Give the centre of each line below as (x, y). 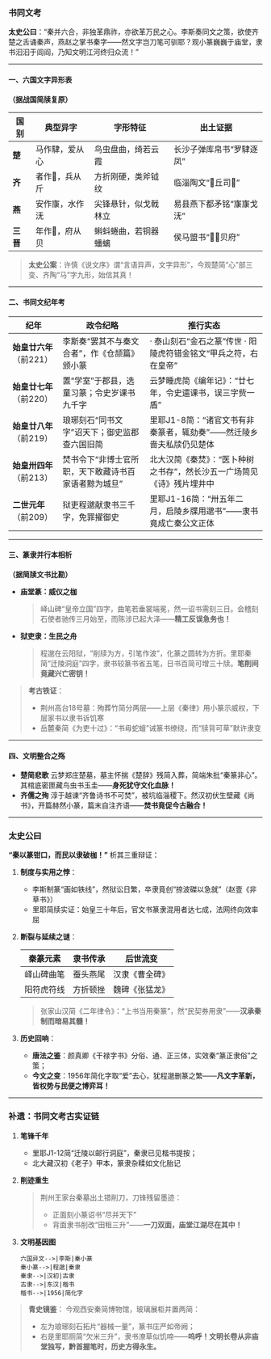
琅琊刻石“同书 (89, 420)
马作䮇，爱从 (60, 149)
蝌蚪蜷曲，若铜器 (127, 230)
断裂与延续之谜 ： (48, 937)
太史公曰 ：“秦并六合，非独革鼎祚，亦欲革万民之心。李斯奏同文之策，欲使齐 (134, 32)
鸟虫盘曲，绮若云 (127, 149)
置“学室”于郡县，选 (98, 380)
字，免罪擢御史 (91, 517)
